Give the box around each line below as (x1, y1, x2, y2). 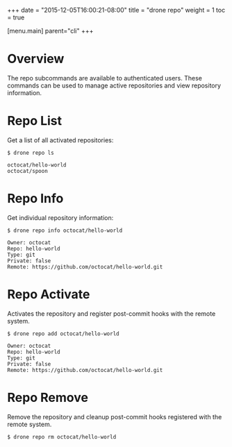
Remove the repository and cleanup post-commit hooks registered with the (7, 412, 222, 421)
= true (7, 13, 25, 22)
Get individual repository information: (7, 213, 114, 221)
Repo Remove (7, 389, 89, 405)
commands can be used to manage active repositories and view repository (7, 81, 221, 90)
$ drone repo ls (7, 149, 54, 156)
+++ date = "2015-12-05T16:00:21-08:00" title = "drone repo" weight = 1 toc (7, 6, 226, 14)
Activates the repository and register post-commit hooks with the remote (7, 309, 216, 318)
